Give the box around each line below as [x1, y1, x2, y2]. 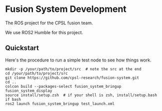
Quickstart [5, 44, 39, 53]
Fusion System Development [5, 3, 127, 15]
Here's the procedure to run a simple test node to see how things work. [5, 57, 152, 63]
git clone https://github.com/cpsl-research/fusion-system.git [5, 75, 140, 80]
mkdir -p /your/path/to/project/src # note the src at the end [5, 66, 142, 71]
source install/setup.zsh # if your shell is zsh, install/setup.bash [5, 93, 157, 98]
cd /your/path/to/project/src [5, 71, 68, 76]
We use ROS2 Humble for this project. [5, 29, 83, 35]
